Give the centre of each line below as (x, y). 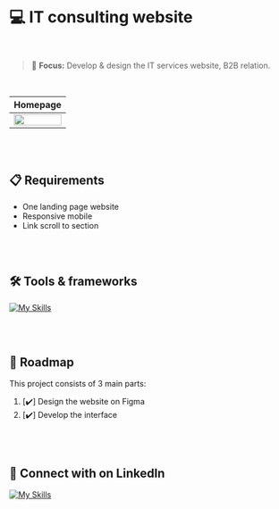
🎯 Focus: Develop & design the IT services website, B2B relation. (151, 65)
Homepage (38, 104)
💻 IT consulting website (101, 17)
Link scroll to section (60, 225)
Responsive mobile (57, 216)
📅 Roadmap (42, 362)
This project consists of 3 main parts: (78, 384)
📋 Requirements (57, 181)
